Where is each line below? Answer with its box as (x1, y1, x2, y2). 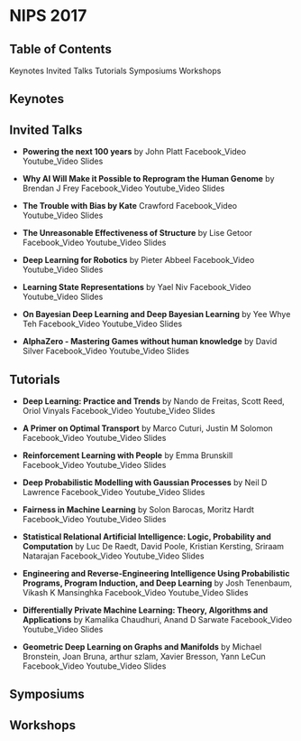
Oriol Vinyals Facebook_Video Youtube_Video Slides (22, 406, 215, 417)
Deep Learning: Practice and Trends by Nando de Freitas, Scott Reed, (22, 396, 286, 407)
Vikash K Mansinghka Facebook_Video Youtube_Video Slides (22, 587, 249, 598)
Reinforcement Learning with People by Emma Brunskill (22, 450, 233, 461)
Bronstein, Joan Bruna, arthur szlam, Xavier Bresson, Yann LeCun (22, 652, 266, 662)
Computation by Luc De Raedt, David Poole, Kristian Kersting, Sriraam (22, 541, 285, 552)
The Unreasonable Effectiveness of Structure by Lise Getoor (22, 228, 252, 239)
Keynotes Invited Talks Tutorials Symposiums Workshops (9, 65, 222, 76)
